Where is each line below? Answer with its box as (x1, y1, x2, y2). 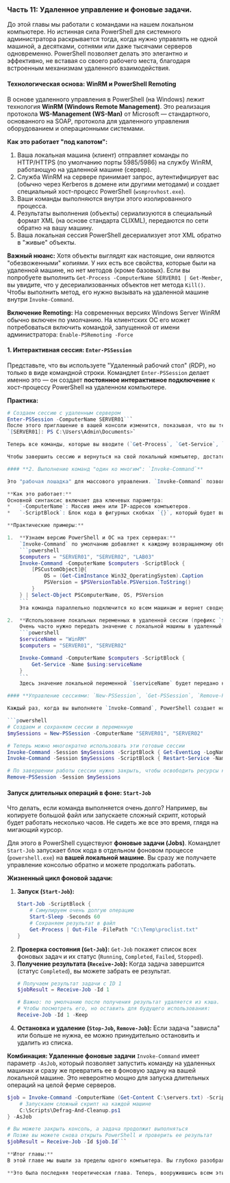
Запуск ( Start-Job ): (16, 888, 75, 896)
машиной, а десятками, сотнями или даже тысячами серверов (7, 42, 193, 51)
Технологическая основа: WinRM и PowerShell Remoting (7, 80, 177, 88)
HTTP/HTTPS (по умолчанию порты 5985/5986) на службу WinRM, (16, 158, 214, 166)
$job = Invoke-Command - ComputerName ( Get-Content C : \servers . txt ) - (7, 1094, 210, 1101)
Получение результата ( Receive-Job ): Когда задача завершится (16, 960, 205, 968)
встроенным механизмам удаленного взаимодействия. (7, 64, 170, 73)
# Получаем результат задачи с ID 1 (16, 980, 122, 987)
